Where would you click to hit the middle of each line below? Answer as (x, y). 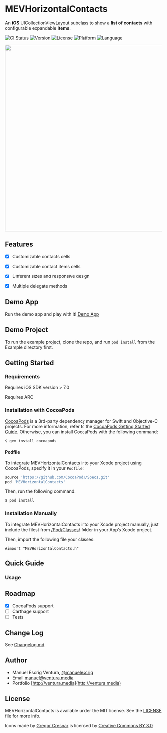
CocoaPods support (33, 606)
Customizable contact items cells (46, 266)
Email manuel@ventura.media (43, 678)
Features (19, 244)
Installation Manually (31, 513)
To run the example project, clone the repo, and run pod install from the (80, 342)
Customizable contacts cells (41, 256)
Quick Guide (25, 563)
